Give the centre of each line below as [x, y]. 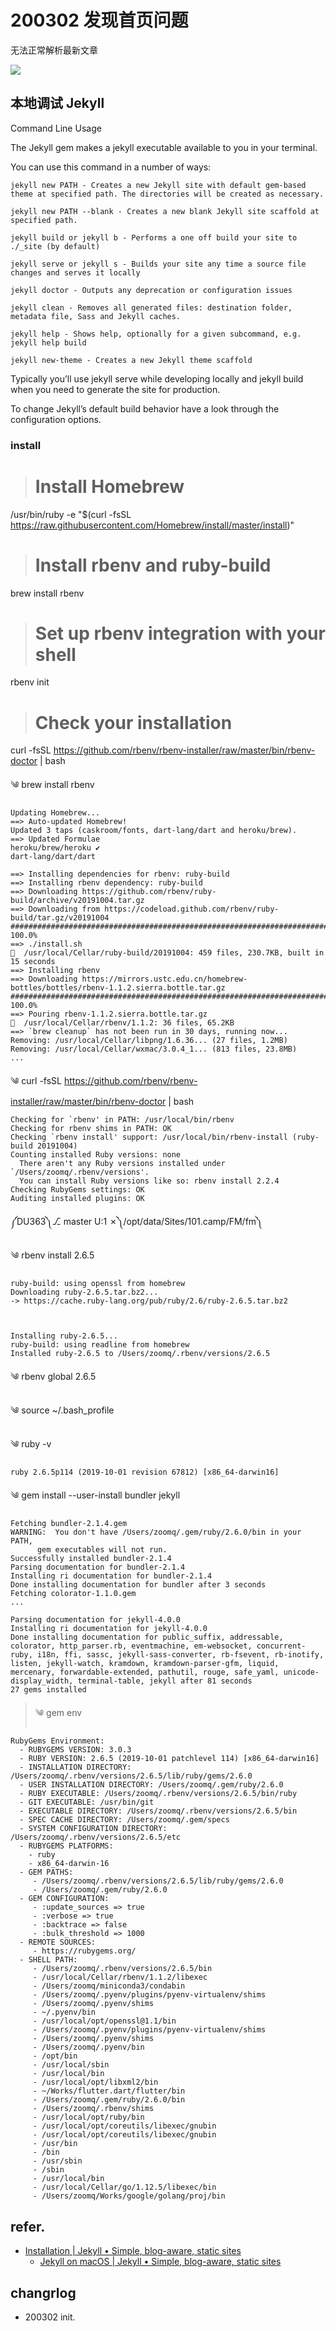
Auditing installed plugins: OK [77, 1199]
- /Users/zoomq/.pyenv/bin [88, 2047]
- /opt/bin [55, 2056]
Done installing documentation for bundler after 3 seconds [138, 1585]
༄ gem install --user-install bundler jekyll [95, 1495]
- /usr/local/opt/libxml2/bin [95, 2082]
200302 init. [50, 2317]
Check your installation [133, 722]
